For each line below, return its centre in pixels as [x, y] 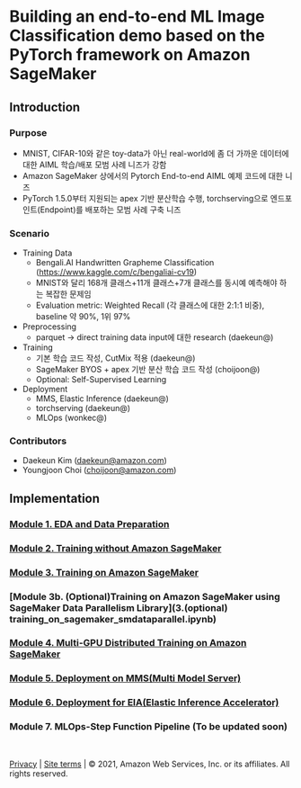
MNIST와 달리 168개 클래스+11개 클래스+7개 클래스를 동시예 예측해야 [156, 283]
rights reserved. [39, 773]
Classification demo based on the [137, 36]
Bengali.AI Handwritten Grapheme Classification [125, 263]
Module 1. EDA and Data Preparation [89, 524]
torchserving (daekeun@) [83, 408]
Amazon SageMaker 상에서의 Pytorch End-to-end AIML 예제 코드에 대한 [152, 175]
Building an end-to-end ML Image [137, 17]
